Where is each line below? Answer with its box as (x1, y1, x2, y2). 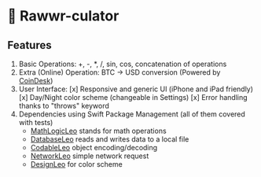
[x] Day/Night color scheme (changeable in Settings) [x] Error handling (18, 93, 248, 101)
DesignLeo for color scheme (30, 160, 123, 168)
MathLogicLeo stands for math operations (30, 126, 167, 135)
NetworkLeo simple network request (30, 151, 149, 160)
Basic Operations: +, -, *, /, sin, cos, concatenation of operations (18, 59, 227, 68)
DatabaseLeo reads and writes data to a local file (30, 135, 189, 144)
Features (7, 39, 52, 52)
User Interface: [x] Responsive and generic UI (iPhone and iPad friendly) (18, 84, 253, 94)
